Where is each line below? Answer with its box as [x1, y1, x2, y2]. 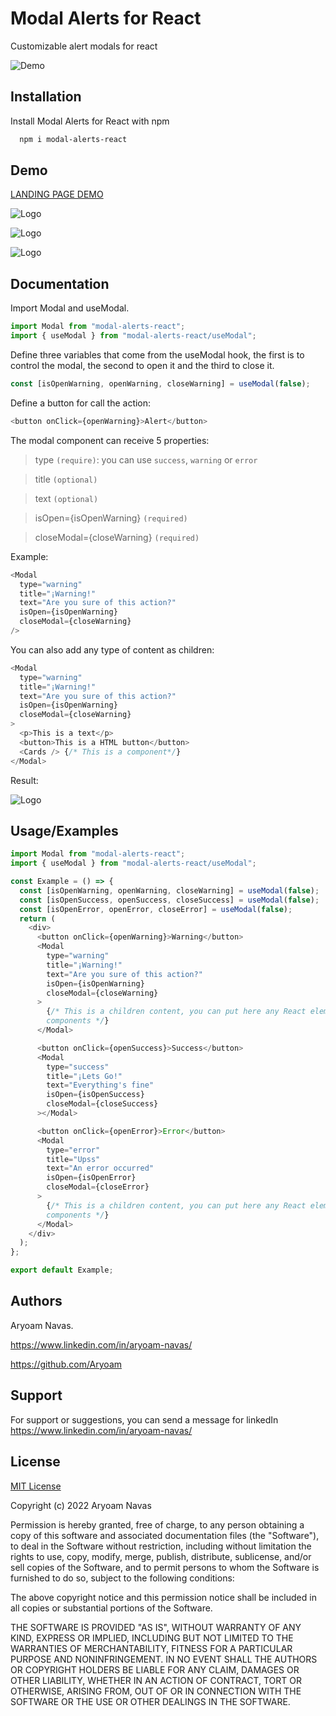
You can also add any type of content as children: [10, 643, 215, 656]
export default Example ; [10, 1265, 114, 1276]
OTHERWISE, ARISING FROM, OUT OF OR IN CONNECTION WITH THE [10, 1685, 302, 1697]
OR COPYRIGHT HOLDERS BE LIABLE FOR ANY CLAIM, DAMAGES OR [10, 1663, 300, 1676]
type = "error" [46, 1145, 101, 1155]
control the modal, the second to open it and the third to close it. [10, 360, 275, 371]
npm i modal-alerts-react [19, 134, 128, 144]
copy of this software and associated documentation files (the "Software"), [10, 1529, 320, 1541]
